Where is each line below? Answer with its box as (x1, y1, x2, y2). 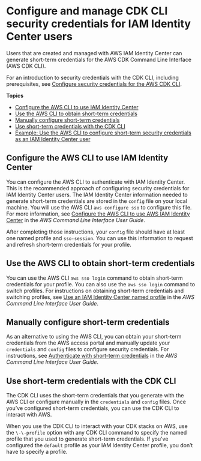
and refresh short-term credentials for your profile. (6, 241, 132, 248)
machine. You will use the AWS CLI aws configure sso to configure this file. (6, 203, 192, 211)
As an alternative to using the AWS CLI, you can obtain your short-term (6, 333, 182, 340)
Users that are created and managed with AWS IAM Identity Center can (6, 49, 182, 56)
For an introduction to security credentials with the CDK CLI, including (6, 74, 179, 81)
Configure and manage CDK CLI (6, 4, 168, 18)
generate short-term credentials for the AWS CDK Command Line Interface (6, 56, 192, 63)
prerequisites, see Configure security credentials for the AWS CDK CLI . (6, 80, 182, 88)
